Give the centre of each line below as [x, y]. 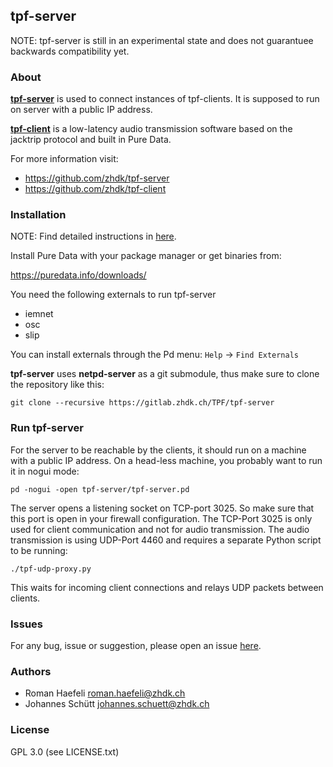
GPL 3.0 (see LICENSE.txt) [65, 751]
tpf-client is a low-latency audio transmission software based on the [151, 129]
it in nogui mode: [45, 471]
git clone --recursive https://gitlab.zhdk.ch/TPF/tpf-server [142, 403]
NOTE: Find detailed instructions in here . [93, 236]
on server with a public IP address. [81, 110]
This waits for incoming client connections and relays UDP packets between [167, 587]
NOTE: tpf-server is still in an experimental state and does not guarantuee [162, 40]
